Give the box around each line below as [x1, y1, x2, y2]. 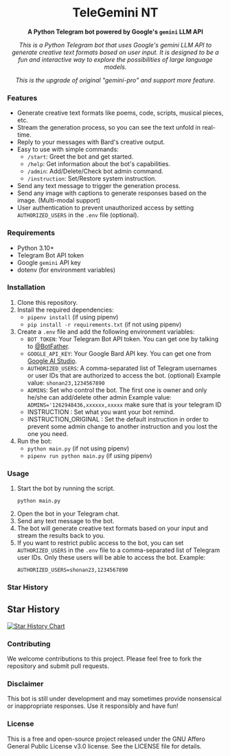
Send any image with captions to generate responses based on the [16, 189, 207, 197]
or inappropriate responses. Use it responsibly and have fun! [7, 702, 179, 710]
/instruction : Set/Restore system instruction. [27, 174, 157, 183]
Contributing [7, 639, 51, 648]
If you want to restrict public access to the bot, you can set [16, 539, 184, 547]
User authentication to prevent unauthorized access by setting [16, 204, 194, 212]
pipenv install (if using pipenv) [27, 312, 119, 321]
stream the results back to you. [16, 531, 105, 540]
